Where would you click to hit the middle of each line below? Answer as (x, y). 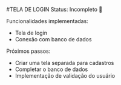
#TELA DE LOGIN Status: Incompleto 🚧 (54, 9)
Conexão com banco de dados (53, 39)
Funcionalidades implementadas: (47, 21)
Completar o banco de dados (51, 69)
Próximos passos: (28, 51)
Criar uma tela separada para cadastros (64, 63)
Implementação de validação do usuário (65, 76)
